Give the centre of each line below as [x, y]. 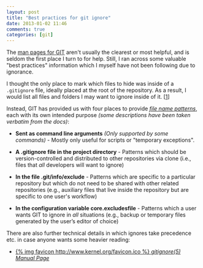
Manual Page [32, 258]
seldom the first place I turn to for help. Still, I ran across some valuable [96, 59]
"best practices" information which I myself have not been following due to [101, 66]
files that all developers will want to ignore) [70, 165]
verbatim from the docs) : [38, 122]
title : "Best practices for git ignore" [59, 18]
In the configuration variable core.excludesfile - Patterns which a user [106, 209]
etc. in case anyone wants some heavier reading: [68, 240]
